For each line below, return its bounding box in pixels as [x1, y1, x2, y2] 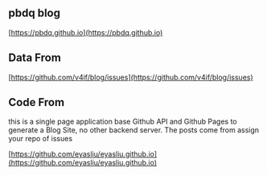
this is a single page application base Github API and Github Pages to [8, 116, 237, 127]
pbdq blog [8, 6, 61, 20]
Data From [8, 51, 62, 65]
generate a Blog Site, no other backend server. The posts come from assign [8, 125, 260, 135]
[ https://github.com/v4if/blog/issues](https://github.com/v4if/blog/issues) [8, 72, 253, 82]
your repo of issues [8, 134, 73, 144]
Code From [8, 96, 65, 109]
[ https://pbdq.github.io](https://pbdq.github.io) [8, 27, 163, 37]
